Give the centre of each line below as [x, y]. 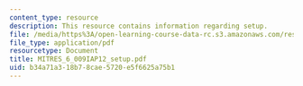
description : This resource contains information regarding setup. [139, 26]
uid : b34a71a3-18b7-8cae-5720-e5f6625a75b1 [92, 68]
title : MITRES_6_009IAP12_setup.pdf [78, 59]
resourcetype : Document [54, 51]
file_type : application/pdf [62, 43]
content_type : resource [54, 17]
